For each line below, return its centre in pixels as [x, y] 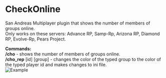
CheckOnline [33, 9]
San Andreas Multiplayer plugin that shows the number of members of [78, 23]
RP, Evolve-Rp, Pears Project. [36, 39]
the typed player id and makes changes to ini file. [56, 64]
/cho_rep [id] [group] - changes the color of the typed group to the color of [83, 59]
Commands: [18, 48]
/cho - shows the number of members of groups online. [63, 54]
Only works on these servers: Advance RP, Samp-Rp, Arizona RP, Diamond [82, 33]
